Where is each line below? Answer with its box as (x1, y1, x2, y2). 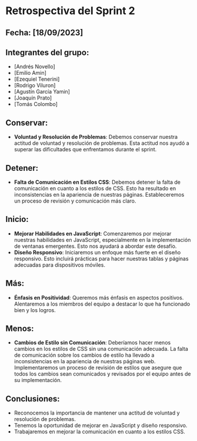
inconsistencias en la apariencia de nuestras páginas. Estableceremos (14, 191, 185, 198)
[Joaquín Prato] (14, 94, 52, 101)
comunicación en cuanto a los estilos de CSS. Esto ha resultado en (14, 185, 176, 192)
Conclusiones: (5, 393, 60, 404)
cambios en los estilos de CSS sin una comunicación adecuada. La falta (14, 346, 189, 353)
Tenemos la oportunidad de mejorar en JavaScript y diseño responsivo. (14, 422, 188, 429)
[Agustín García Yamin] (14, 88, 70, 95)
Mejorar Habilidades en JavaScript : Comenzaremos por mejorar (14, 230, 172, 237)
